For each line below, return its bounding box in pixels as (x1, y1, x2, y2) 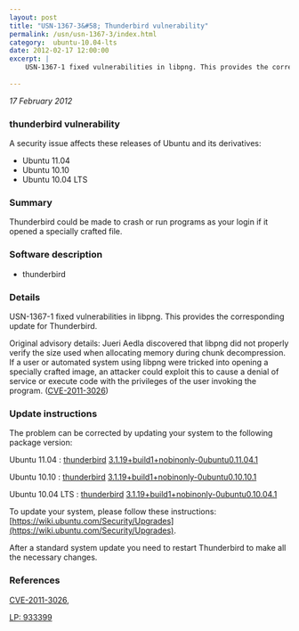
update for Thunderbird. (9, 320, 98, 331)
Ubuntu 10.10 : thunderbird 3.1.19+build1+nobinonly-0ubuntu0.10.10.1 (9, 471, 257, 482)
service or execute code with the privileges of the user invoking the (9, 375, 256, 386)
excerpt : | (9, 54, 50, 63)
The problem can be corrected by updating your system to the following (9, 428, 273, 438)
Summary (9, 196, 53, 209)
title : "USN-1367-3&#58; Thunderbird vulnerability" (9, 21, 209, 30)
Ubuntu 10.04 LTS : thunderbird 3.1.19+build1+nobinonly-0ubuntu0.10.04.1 (9, 489, 278, 500)
